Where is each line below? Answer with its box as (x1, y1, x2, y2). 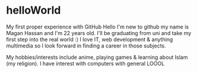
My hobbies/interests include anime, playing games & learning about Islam (6, 53, 188, 61)
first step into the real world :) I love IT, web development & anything (6, 36, 173, 43)
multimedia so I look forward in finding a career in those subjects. (6, 42, 166, 49)
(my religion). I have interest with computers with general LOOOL (6, 60, 165, 67)
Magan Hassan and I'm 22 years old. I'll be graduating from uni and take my (6, 29, 192, 36)
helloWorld (6, 4, 61, 17)
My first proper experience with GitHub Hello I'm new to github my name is (6, 23, 189, 30)
